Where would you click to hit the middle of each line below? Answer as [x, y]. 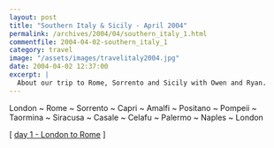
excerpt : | [29, 75]
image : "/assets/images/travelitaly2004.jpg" [94, 58]
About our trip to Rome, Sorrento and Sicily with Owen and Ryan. [142, 83]
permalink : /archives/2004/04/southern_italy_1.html [108, 33]
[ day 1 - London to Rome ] [57, 134]
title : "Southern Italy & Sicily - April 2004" [99, 26]
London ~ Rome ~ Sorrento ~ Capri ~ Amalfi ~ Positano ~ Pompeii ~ [133, 107]
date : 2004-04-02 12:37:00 [59, 67]
